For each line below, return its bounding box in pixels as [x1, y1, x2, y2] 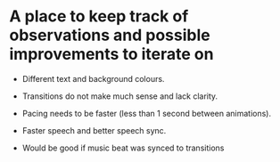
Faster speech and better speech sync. [21, 125, 167, 135]
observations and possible [9, 25, 211, 45]
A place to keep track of [9, 6, 189, 27]
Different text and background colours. [21, 73, 165, 84]
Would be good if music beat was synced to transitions [21, 142, 225, 153]
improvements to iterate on [9, 45, 214, 64]
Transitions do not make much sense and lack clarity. [21, 91, 218, 101]
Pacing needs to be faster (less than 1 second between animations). [21, 108, 272, 118]
